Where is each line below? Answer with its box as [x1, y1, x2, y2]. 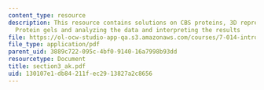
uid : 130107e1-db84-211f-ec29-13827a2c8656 [8, 70, 153, 77]
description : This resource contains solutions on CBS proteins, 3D [8, 19, 237, 27]
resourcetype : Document [8, 56, 86, 63]
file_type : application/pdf [8, 41, 101, 49]
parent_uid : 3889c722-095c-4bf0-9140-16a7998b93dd [8, 48, 178, 56]
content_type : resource [8, 11, 86, 20]
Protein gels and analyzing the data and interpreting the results [15, 26, 241, 34]
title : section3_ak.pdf [8, 63, 86, 70]
